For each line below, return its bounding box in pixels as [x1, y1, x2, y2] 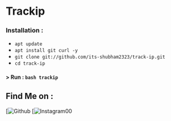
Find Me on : [5, 91, 54, 101]
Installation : [5, 26, 43, 35]
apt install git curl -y [14, 48, 78, 54]
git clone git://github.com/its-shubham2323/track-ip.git [14, 54, 166, 61]
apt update [14, 41, 43, 47]
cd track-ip [14, 61, 45, 67]
